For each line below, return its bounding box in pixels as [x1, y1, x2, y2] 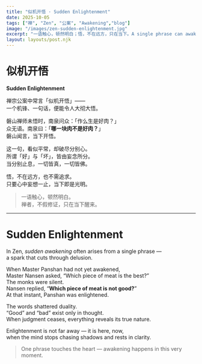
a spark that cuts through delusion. [6, 253, 93, 261]
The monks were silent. [6, 278, 64, 285]
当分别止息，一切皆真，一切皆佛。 [6, 160, 91, 167]
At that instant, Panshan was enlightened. [6, 291, 109, 298]
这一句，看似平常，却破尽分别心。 [6, 145, 91, 152]
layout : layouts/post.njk [6, 37, 71, 43]
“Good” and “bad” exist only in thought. [6, 309, 104, 316]
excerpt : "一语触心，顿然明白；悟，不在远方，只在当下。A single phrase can [6, 31, 183, 37]
